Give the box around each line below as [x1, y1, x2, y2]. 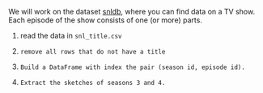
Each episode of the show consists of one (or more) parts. [8, 15, 202, 25]
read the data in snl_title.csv [19, 31, 123, 40]
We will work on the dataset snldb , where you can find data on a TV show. [8, 7, 256, 16]
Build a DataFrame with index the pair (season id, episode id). [19, 63, 245, 71]
